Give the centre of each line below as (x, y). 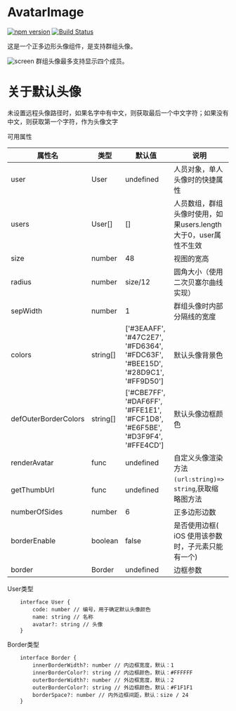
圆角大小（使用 (198, 272)
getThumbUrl (33, 490)
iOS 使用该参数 (198, 536)
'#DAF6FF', (144, 401)
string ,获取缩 (196, 489)
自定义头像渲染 (198, 458)
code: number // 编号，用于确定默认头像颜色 (92, 609)
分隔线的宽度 (195, 317)
